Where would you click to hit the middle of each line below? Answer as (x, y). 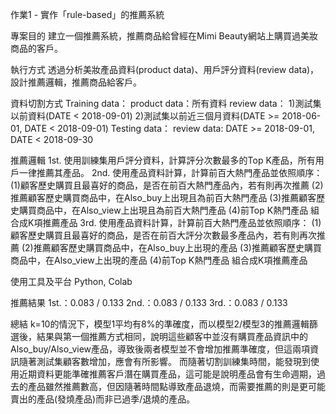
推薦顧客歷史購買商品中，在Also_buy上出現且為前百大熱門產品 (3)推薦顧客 (163, 197)
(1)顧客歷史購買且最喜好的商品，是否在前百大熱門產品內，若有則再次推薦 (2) (167, 185)
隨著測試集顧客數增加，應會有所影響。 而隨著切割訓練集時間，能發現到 (164, 361)
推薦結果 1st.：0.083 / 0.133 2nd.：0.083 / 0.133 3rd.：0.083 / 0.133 (149, 302)
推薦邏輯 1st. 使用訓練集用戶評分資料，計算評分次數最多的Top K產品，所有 (163, 160)
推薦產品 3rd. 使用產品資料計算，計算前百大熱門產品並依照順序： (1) (182, 222)
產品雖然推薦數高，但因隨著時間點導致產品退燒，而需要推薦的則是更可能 (176, 386)
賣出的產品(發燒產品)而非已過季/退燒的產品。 (103, 399)
